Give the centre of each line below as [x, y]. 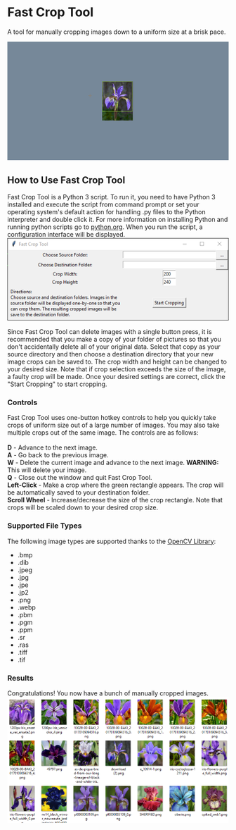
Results [20, 678]
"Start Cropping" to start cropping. [57, 384]
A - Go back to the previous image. [58, 455]
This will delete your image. [47, 470]
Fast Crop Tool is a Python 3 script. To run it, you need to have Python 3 [111, 197]
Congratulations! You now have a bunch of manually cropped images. [108, 693]
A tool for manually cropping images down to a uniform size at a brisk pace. [117, 32]
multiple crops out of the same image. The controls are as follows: [103, 433]
